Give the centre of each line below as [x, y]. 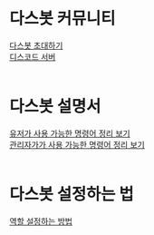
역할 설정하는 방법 [41, 221]
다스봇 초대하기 [36, 45]
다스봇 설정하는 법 [72, 195]
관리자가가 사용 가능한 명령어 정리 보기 [77, 144]
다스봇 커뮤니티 [63, 19]
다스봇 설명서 [55, 107]
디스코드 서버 [33, 56]
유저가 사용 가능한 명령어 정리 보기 [70, 133]
